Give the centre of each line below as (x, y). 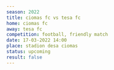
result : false (25, 57)
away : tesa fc (25, 29)
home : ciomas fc (27, 23)
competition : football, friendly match (57, 35)
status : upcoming (28, 52)
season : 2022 (23, 12)
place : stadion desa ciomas (42, 46)
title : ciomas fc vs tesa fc (44, 18)
